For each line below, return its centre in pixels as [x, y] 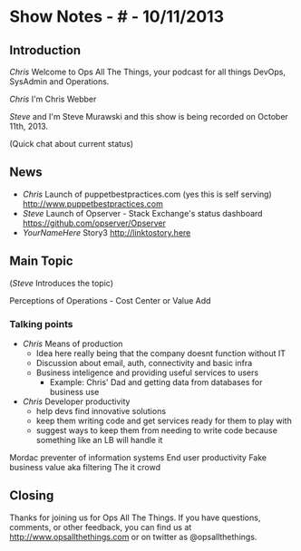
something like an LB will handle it [99, 440]
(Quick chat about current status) [72, 144]
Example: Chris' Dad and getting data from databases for [156, 382]
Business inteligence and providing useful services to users [147, 372]
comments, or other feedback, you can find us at [101, 527]
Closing [32, 496]
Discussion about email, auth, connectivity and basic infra [144, 362]
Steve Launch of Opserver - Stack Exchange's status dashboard [142, 213]
